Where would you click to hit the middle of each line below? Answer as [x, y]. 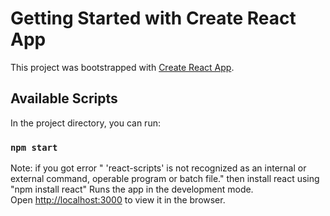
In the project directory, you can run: [85, 123]
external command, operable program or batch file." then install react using [165, 179]
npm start [34, 147]
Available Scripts [64, 98]
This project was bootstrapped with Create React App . [122, 67]
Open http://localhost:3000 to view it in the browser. [118, 200]
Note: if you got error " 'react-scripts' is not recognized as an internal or [158, 168]
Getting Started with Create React [153, 18]
